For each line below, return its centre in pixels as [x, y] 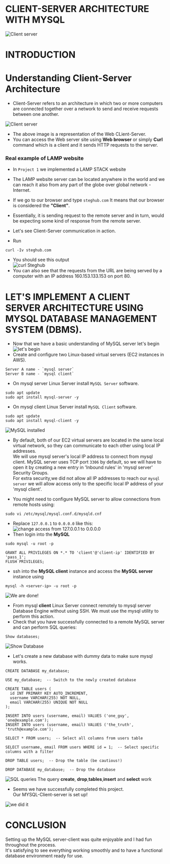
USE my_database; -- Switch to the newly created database [71, 680]
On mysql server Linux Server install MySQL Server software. [76, 384]
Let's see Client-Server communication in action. [64, 231]
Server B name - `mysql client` [40, 374]
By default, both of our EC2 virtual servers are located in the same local [88, 440]
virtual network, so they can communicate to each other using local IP [86, 446]
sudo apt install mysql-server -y [42, 397]
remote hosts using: [34, 505]
